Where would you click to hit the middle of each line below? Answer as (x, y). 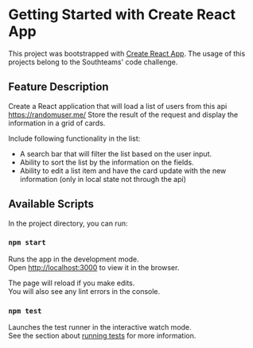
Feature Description (58, 87)
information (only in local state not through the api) (103, 179)
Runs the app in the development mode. (74, 259)
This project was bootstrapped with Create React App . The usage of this (127, 53)
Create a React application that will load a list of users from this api (118, 106)
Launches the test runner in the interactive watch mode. (100, 327)
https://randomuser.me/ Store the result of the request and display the (123, 114)
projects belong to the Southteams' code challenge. (93, 62)
